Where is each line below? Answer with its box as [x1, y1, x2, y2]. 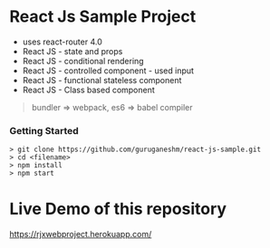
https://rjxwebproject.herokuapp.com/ [9, 229, 152, 240]
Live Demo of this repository [9, 199, 227, 219]
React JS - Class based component [22, 84, 156, 95]
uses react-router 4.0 [22, 36, 102, 47]
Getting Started [9, 124, 79, 137]
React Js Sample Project [9, 6, 197, 27]
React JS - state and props [22, 45, 123, 56]
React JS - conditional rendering [22, 55, 144, 66]
